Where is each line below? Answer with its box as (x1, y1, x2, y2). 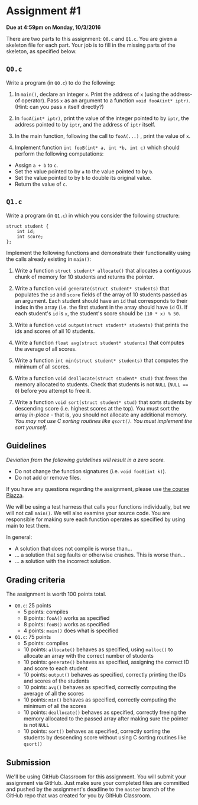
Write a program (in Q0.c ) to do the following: (6, 79, 116, 86)
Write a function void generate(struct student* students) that (14, 285, 170, 292)
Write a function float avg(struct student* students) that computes (14, 339, 184, 346)
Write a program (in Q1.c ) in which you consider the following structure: (6, 212, 180, 219)
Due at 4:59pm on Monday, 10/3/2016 (6, 24, 101, 31)
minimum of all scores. (14, 363, 70, 370)
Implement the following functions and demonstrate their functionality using (6, 249, 191, 256)
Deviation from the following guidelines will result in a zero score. (6, 457, 165, 464)
